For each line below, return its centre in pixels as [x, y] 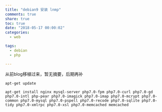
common [12, 100]
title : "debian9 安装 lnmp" [33, 10]
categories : [17, 32]
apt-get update [21, 83]
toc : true [15, 23]
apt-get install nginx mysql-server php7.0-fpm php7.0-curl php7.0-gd [79, 92]
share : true [17, 19]
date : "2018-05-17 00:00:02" [35, 28]
